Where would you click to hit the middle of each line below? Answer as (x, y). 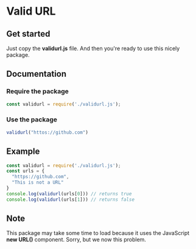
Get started (28, 34)
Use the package (32, 120)
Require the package (37, 92)
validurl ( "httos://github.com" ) (47, 132)
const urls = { (26, 171)
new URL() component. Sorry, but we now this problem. (76, 240)
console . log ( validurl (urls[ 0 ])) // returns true (69, 193)
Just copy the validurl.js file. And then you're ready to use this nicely (93, 48)
